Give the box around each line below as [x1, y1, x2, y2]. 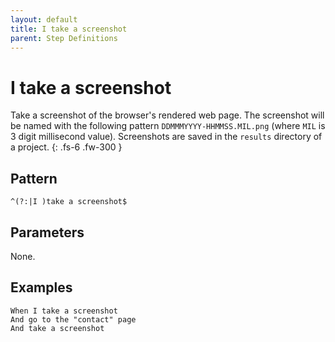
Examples [10, 279, 73, 296]
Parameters [10, 224, 85, 241]
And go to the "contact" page [10, 314, 137, 325]
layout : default [10, 14, 78, 25]
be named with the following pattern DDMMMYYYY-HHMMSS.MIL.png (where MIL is [10, 120, 326, 132]
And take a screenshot [10, 323, 105, 333]
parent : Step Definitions [10, 33, 118, 43]
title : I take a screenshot [10, 24, 128, 34]
